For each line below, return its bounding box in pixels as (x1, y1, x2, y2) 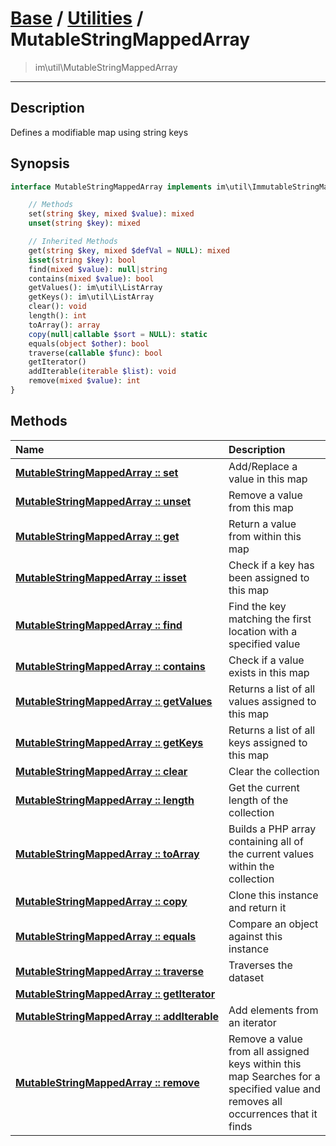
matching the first (228, 612, 312, 626)
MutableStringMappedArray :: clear (15, 764, 188, 778)
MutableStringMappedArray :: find (15, 618, 183, 632)
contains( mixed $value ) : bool (28, 273, 155, 284)
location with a (228, 624, 298, 638)
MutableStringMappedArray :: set (15, 465, 179, 479)
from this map (228, 500, 294, 514)
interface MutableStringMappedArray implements (10, 182, 213, 192)
